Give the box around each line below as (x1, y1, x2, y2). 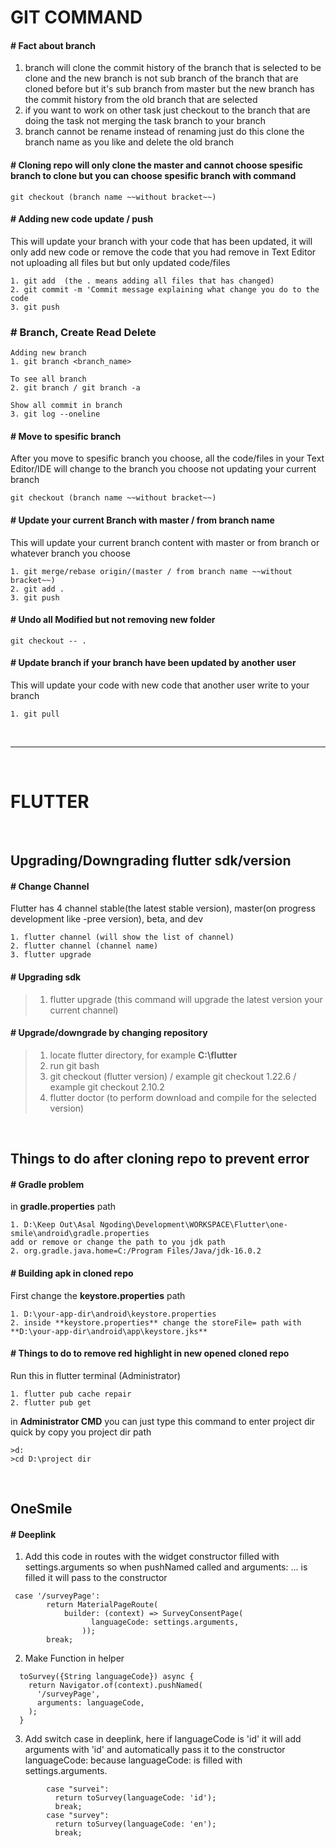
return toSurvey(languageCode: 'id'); (54, 1793, 217, 1803)
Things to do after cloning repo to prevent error (10, 1151, 310, 1168)
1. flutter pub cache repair (10, 1389, 132, 1399)
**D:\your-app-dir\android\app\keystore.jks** (10, 1326, 208, 1336)
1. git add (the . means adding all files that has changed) (10, 276, 275, 286)
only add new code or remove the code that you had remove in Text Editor (10, 246, 317, 258)
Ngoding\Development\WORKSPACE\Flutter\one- (99, 1220, 288, 1230)
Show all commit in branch (10, 401, 123, 411)
